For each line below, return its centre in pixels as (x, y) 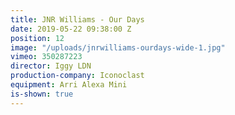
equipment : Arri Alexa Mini (69, 85)
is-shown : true (42, 94)
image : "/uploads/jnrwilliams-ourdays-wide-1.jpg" (118, 47)
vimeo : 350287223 (46, 57)
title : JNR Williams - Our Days (77, 19)
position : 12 (37, 38)
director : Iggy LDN (51, 66)
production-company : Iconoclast (77, 76)
